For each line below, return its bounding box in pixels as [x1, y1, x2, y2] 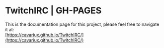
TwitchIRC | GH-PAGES [5, 5, 102, 16]
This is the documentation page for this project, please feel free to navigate [5, 21, 160, 27]
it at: [5, 26, 14, 32]
